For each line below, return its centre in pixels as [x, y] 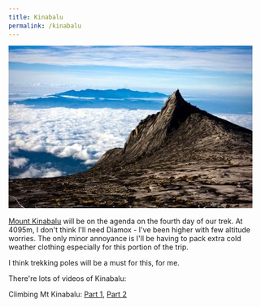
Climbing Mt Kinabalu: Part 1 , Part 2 [68, 294]
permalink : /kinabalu [45, 26]
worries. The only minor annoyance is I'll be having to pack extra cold [125, 238]
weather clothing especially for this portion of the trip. [99, 247]
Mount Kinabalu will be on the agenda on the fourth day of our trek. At [126, 221]
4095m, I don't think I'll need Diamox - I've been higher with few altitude [129, 229]
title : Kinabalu [36, 17]
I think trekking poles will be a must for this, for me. [94, 262]
